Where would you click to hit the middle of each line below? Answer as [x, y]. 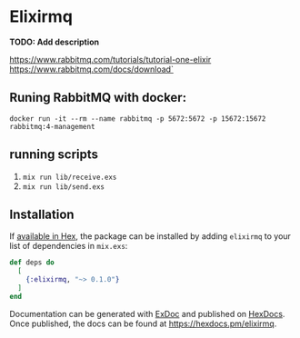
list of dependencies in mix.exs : [69, 246]
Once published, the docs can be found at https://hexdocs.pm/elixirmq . [143, 323]
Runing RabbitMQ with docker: [98, 98]
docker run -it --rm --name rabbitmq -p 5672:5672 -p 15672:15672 [138, 119]
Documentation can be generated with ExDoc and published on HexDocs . [147, 313]
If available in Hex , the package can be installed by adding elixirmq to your [150, 236]
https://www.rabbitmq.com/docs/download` [92, 69]
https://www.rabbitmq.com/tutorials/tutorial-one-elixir [110, 59]
